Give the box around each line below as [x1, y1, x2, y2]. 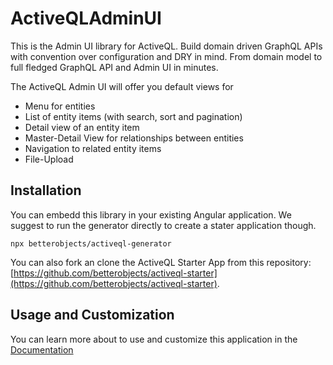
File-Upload [24, 153, 74, 165]
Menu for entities [24, 100, 96, 112]
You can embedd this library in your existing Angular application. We [10, 208, 292, 221]
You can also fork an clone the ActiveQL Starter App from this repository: [10, 256, 312, 268]
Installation [10, 182, 82, 199]
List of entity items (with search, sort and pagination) [24, 110, 243, 122]
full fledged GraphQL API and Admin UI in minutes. [10, 61, 219, 73]
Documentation [10, 343, 74, 356]
